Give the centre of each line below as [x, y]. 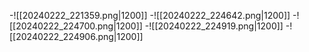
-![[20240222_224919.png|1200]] [214, 26]
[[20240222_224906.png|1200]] [76, 36]
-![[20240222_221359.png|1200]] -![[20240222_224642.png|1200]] [150, 15]
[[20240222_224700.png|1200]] [76, 26]
